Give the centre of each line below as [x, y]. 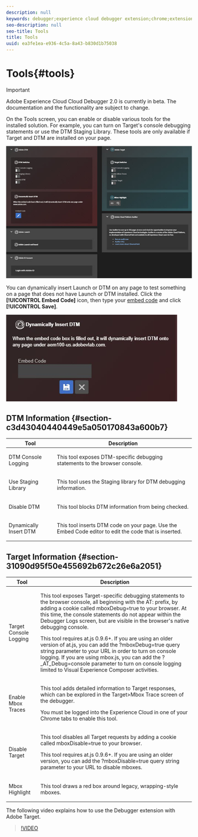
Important [18, 90]
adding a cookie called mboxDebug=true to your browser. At [113, 608]
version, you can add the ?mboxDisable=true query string [110, 761]
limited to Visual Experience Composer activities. [100, 669]
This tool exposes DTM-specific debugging [110, 457]
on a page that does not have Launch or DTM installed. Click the [84, 294]
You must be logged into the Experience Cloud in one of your [114, 712]
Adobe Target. [24, 817]
